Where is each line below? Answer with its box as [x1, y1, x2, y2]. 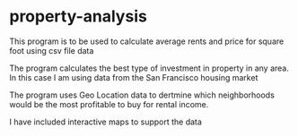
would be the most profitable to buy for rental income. [9, 98, 209, 109]
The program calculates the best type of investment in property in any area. [9, 63, 290, 73]
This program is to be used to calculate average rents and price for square [9, 36, 285, 47]
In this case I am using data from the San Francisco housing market [9, 72, 259, 82]
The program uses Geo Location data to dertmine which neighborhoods [9, 89, 276, 100]
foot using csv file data [9, 45, 94, 55]
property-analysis [9, 6, 148, 27]
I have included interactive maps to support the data [9, 116, 202, 127]
